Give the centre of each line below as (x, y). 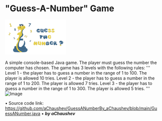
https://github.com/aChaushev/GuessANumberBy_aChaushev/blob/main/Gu (81, 108)
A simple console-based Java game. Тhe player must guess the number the (81, 62)
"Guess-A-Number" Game (60, 9)
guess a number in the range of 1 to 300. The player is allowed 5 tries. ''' (77, 88)
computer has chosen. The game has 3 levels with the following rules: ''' (78, 68)
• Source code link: (24, 103)
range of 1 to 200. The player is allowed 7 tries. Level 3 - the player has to (79, 83)
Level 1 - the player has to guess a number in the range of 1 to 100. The (76, 73)
